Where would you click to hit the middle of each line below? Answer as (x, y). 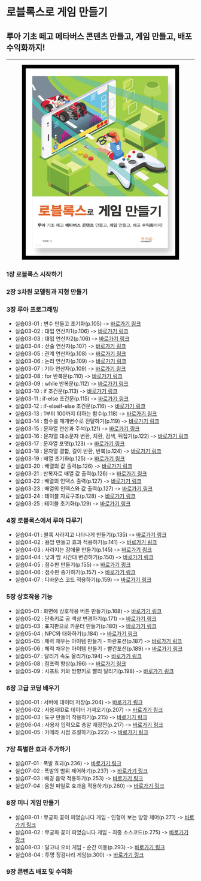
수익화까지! (26, 48)
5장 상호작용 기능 (29, 597)
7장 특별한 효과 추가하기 (38, 749)
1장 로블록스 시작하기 (34, 274)
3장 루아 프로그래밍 (32, 309)
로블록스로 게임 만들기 (57, 12)
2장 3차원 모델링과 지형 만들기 (47, 291)
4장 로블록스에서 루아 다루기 (44, 521)
